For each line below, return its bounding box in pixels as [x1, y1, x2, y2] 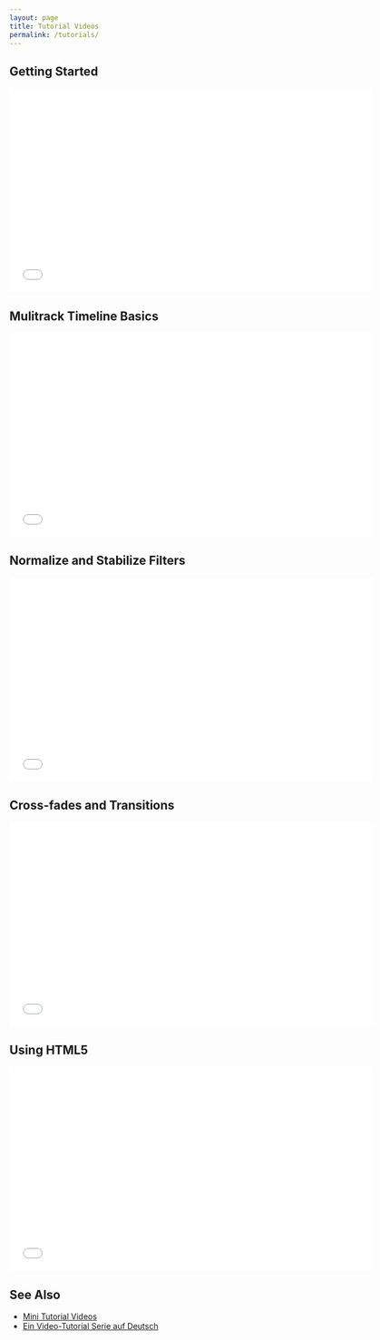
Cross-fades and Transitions [9, 798, 175, 813]
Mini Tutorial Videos [22, 1311, 98, 1322]
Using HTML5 [9, 1043, 89, 1058]
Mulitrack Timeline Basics [9, 308, 159, 324]
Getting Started [9, 63, 99, 79]
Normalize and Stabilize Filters [9, 553, 186, 568]
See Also [9, 1287, 61, 1302]
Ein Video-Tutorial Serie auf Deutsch [22, 1321, 159, 1332]
